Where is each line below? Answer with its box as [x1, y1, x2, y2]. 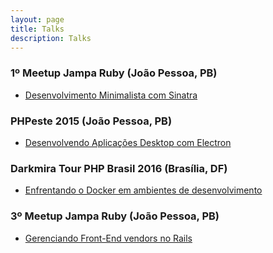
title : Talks [10, 24, 65, 34]
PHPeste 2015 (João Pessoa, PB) [10, 114, 173, 128]
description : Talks [10, 33, 92, 43]
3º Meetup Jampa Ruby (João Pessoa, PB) [10, 209, 220, 223]
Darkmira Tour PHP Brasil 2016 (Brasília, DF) [10, 161, 228, 175]
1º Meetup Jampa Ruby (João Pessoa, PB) [10, 66, 218, 80]
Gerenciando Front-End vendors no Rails [24, 232, 193, 244]
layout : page [10, 14, 65, 25]
